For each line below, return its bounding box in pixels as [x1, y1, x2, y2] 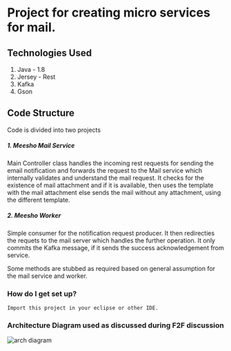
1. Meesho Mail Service [7, 142, 75, 150]
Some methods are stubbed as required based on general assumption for [7, 264, 216, 272]
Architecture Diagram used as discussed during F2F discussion [7, 320, 224, 330]
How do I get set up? [7, 289, 77, 298]
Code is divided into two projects [7, 126, 101, 134]
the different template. [7, 196, 70, 204]
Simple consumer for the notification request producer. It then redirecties [7, 229, 215, 237]
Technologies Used [7, 47, 92, 59]
